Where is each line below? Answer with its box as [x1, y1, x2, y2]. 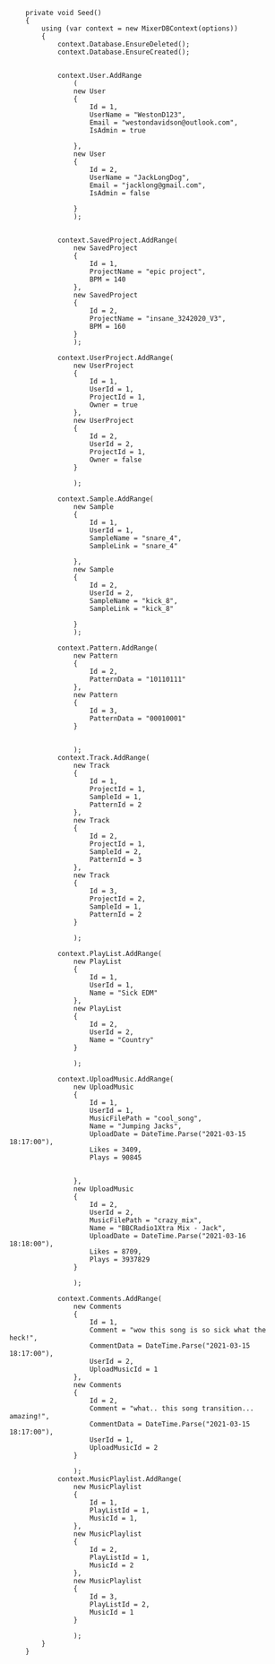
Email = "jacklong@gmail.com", [89, 181, 206, 190]
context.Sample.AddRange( [56, 495, 154, 504]
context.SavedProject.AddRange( [56, 236, 178, 245]
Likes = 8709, [89, 1247, 142, 1256]
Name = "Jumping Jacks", [89, 1122, 182, 1131]
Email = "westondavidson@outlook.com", [89, 118, 239, 127]
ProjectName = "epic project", [89, 267, 206, 276]
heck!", [9, 1333, 39, 1342]
